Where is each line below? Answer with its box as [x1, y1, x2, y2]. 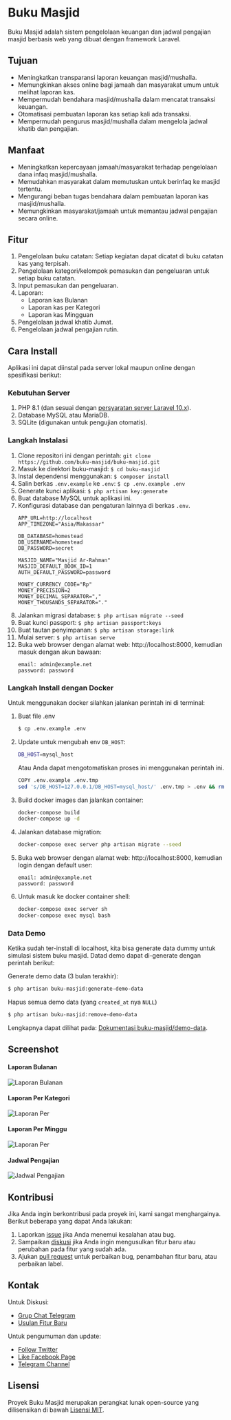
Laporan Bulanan [8, 1062, 58, 1071]
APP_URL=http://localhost [17, 515, 92, 522]
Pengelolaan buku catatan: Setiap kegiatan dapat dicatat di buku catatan [17, 252, 223, 260]
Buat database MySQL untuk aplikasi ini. [17, 494, 133, 502]
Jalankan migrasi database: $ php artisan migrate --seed [17, 611, 184, 619]
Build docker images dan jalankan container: [17, 796, 144, 804]
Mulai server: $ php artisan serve [17, 632, 115, 641]
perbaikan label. [17, 1259, 64, 1268]
